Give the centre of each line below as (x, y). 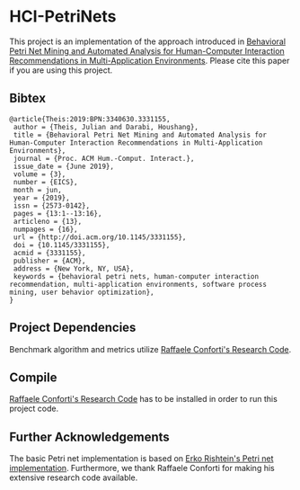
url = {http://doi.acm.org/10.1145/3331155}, (100, 237)
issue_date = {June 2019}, (64, 166)
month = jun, (38, 190)
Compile (33, 377)
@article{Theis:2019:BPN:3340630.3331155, (90, 119)
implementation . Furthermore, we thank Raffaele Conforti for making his (142, 468)
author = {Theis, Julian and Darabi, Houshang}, (106, 127)
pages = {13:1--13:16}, (57, 213)
